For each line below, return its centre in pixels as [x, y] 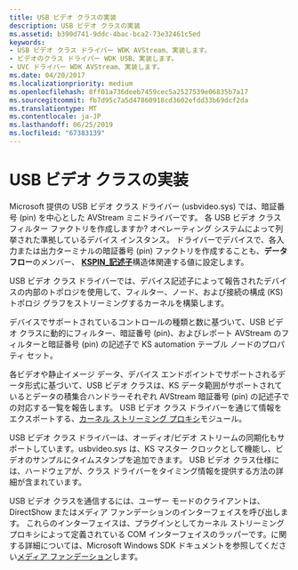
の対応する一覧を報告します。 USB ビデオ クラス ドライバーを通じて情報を [146, 407]
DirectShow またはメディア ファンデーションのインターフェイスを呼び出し [145, 511]
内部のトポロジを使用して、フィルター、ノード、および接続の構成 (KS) [154, 292]
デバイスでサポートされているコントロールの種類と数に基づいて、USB [137, 322]
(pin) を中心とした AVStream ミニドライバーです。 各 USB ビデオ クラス [150, 217]
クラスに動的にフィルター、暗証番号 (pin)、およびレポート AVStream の [150, 333]
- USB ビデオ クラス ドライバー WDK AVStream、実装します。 [110, 51]
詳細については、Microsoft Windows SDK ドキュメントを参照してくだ [152, 545]
